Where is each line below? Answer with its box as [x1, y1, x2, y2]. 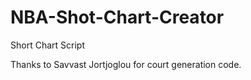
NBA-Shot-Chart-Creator [10, 6, 225, 29]
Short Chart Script [10, 39, 85, 51]
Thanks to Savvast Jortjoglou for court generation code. [10, 58, 242, 70]
